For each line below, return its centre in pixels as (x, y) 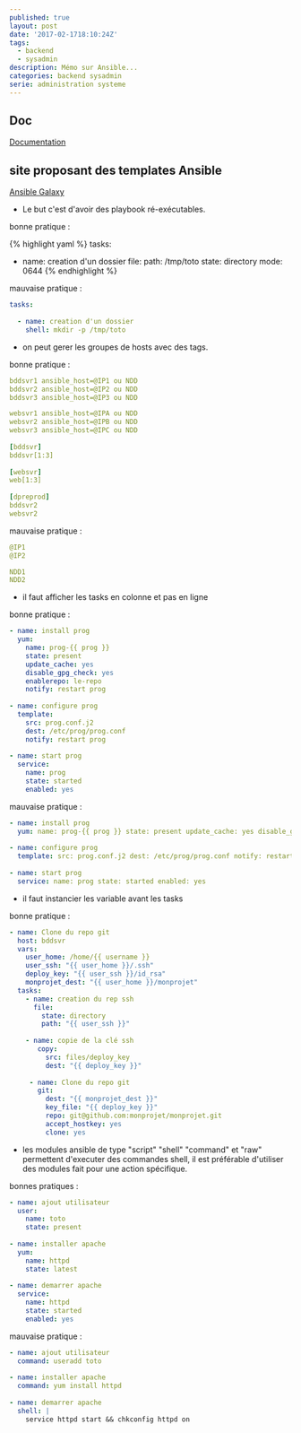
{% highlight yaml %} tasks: (60, 244)
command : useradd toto (60, 1361)
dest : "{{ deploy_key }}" (94, 1065)
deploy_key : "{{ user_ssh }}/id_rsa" (96, 974)
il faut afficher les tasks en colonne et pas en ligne (115, 597)
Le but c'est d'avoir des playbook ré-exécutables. (114, 209)
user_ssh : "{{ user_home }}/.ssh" (90, 966)
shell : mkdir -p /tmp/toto (76, 330)
